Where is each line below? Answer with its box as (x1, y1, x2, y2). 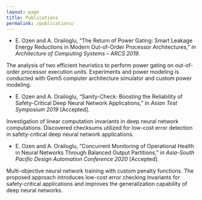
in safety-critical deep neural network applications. (6, 130, 134, 138)
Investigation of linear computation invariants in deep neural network (6, 118, 179, 125)
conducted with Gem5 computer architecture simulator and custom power (6, 74, 192, 82)
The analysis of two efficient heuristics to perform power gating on (6, 62, 174, 69)
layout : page (6, 9, 40, 15)
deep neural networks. (6, 187, 63, 194)
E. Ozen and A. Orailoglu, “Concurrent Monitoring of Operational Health (15, 143, 195, 150)
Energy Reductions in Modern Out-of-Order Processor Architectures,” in (15, 43, 197, 51)
